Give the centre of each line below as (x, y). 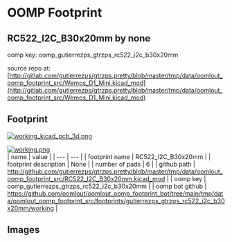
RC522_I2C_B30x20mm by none (79, 38)
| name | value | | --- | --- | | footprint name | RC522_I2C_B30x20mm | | (109, 156)
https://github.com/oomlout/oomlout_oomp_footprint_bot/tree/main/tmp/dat (115, 193)
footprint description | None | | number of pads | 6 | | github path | (101, 164)
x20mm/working (30, 208)
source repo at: (29, 68)
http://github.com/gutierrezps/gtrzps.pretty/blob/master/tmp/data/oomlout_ (115, 171)
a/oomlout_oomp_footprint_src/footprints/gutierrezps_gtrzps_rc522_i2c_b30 (116, 201)
